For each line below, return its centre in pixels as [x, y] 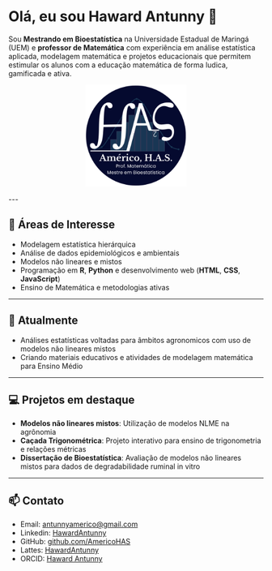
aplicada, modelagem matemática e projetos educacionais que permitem [130, 56]
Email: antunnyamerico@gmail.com [79, 524]
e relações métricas [53, 449]
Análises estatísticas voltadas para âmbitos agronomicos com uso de [135, 340]
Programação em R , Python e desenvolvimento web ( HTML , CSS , [130, 270]
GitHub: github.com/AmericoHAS [75, 542]
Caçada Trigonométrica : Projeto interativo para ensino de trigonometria [140, 440]
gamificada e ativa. [40, 73]
